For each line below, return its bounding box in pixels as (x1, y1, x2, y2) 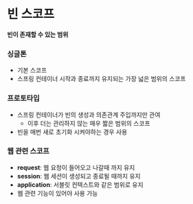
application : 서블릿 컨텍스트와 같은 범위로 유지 (16, 180, 144, 189)
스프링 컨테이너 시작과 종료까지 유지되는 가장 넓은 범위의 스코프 (16, 75, 186, 83)
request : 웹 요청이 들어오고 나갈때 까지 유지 (16, 163, 135, 172)
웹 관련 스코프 (7, 146, 50, 156)
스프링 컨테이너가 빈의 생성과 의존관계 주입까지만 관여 (16, 111, 161, 119)
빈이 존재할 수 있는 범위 (7, 30, 69, 38)
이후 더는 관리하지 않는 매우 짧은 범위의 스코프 (27, 119, 150, 127)
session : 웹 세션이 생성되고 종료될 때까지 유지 (16, 172, 141, 180)
